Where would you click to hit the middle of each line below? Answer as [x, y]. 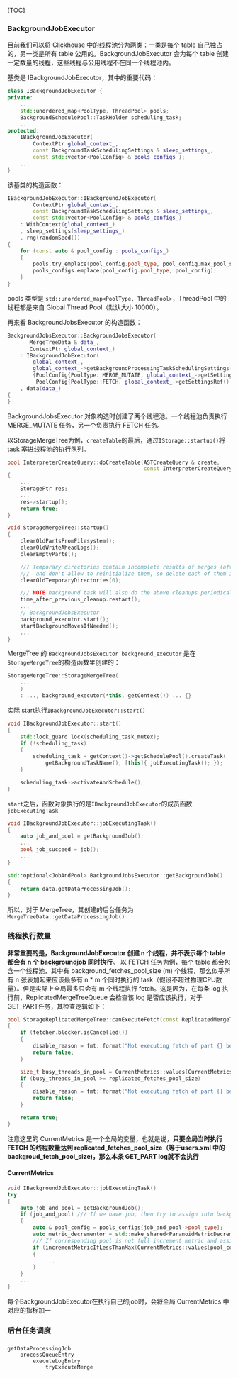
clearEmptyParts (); [49, 554]
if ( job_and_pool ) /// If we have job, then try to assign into [117, 1215]
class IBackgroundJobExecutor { [55, 91]
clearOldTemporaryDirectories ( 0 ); [71, 580]
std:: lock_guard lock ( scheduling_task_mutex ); [90, 737]
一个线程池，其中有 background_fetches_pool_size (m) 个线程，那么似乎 [119, 970]
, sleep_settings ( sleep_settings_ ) [73, 231]
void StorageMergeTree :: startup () [58, 528]
